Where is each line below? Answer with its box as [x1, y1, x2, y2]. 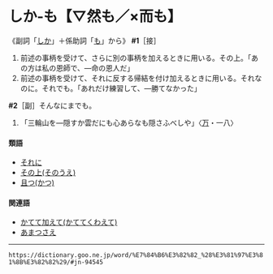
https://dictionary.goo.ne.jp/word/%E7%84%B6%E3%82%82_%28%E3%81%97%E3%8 [8, 251, 264, 259]
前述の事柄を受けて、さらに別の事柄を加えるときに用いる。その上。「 [19, 53, 252, 62]
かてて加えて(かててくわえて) [19, 217, 118, 227]
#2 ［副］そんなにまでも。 [8, 101, 96, 110]
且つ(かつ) [19, 178, 55, 187]
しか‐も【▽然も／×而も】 [8, 7, 182, 26]
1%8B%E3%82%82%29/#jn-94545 [8, 259, 104, 267]
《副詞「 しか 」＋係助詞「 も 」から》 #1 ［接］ [8, 36, 161, 45]
